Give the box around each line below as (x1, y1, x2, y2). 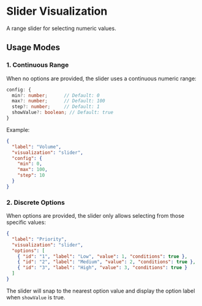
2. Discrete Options (6, 198, 65, 207)
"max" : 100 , (17, 167, 48, 173)
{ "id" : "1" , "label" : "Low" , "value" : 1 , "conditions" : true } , (17, 253, 188, 259)
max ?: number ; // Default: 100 (12, 98, 105, 104)
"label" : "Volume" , (12, 143, 62, 150)
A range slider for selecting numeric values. (6, 25, 116, 32)
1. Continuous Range (6, 61, 69, 69)
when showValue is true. (6, 293, 65, 301)
